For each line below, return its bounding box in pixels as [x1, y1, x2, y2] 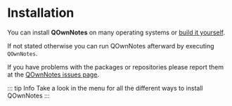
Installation [7, 5, 75, 21]
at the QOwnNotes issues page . [7, 70, 100, 79]
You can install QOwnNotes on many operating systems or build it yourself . [7, 28, 226, 37]
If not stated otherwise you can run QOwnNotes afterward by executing [7, 41, 214, 50]
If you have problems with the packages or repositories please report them [7, 62, 224, 71]
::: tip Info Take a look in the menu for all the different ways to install [7, 84, 203, 92]
